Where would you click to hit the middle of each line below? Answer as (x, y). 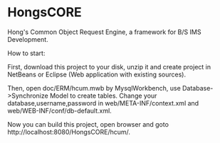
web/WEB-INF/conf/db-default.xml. (59, 110)
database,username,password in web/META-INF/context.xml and (103, 103)
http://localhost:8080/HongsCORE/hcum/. (69, 132)
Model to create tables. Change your (103, 96)
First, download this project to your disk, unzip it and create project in (109, 67)
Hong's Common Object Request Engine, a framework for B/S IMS (104, 32)
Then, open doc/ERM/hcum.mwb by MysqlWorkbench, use (94, 88)
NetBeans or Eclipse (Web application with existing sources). (97, 74)
